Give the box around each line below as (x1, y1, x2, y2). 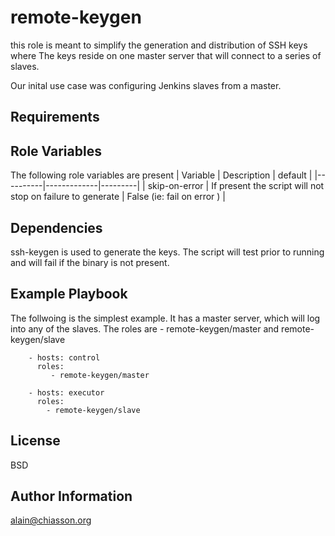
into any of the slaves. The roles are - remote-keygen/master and (10, 322, 280, 335)
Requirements (10, 109, 100, 126)
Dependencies (10, 219, 103, 236)
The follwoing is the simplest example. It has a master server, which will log (10, 312, 321, 324)
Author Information (10, 487, 133, 505)
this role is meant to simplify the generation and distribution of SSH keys (10, 39, 308, 51)
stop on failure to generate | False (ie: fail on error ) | (10, 191, 227, 203)
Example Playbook (10, 286, 128, 303)
